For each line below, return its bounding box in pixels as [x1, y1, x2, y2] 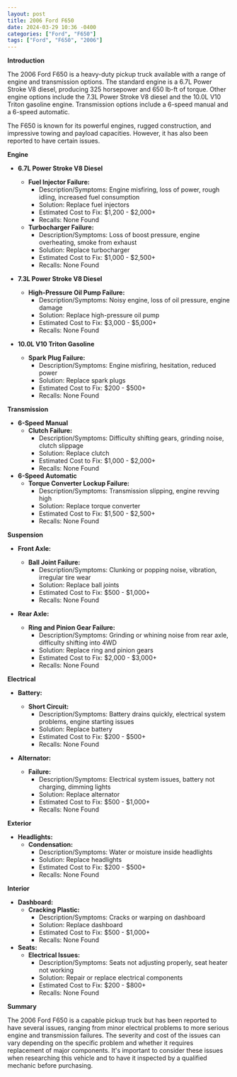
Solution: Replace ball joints [38, 581, 120, 589]
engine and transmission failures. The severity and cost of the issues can [7, 1031, 221, 1040]
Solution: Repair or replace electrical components [38, 973, 183, 982]
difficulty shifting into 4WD [38, 638, 117, 647]
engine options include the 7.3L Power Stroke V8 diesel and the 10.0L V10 [7, 93, 221, 102]
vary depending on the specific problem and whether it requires [7, 1039, 194, 1047]
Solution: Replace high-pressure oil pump [38, 311, 160, 319]
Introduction [7, 56, 45, 65]
